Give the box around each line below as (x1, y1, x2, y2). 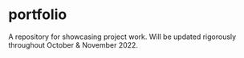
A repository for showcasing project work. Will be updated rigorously (8, 32, 237, 41)
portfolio (8, 6, 67, 24)
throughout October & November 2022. (8, 40, 139, 49)
